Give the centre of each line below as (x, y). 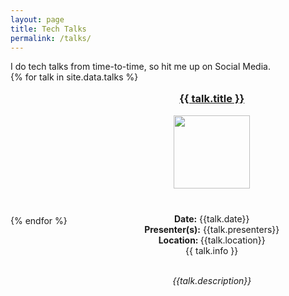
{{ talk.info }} (212, 250)
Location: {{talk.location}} (212, 240)
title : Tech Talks (48, 29)
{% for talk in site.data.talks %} (74, 77)
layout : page (37, 19)
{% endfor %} (39, 220)
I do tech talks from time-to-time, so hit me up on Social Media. (140, 67)
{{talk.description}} (212, 280)
